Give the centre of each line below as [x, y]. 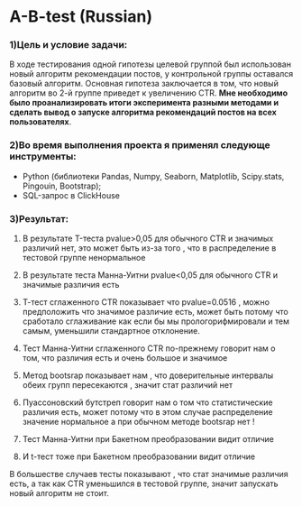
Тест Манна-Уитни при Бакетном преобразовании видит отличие [148, 439]
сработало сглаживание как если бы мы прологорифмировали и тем [156, 321]
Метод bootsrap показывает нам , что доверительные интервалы [148, 375]
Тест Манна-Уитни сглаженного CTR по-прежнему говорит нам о [149, 348]
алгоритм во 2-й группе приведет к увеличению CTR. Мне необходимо [149, 93]
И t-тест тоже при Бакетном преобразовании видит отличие [139, 456]
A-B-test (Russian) [81, 17]
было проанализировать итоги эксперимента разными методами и [144, 103]
